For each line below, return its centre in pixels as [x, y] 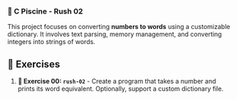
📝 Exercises [34, 64]
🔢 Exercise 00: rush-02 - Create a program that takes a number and [117, 82]
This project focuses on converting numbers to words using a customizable [119, 27]
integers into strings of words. [52, 42]
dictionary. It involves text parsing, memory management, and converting [115, 34]
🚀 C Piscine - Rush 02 [45, 11]
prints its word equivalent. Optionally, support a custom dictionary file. [121, 89]
